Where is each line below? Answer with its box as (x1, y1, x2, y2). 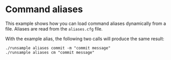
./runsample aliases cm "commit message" (5, 50, 95, 55)
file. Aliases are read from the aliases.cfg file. (5, 25, 103, 32)
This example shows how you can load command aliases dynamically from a (5, 20, 166, 26)
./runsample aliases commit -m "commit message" (5, 45, 111, 50)
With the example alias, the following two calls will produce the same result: (5, 36, 164, 42)
